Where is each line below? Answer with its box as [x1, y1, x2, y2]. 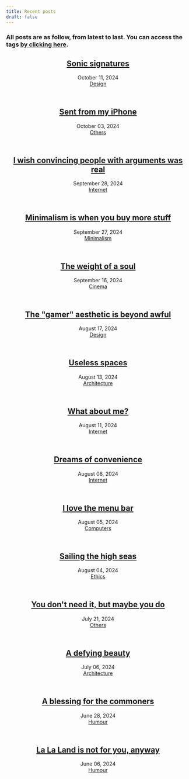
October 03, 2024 [76, 122, 120, 129]
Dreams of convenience [53, 455, 143, 465]
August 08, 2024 [78, 470, 118, 477]
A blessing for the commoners [41, 697, 155, 707]
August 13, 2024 [78, 373, 118, 380]
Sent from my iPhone [59, 107, 137, 117]
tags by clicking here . [6, 40, 69, 49]
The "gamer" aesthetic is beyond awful [25, 309, 171, 319]
